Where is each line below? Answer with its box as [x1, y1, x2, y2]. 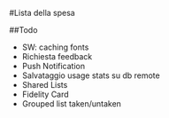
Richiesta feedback [21, 51, 93, 61]
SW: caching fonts [21, 42, 89, 52]
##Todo [9, 25, 38, 35]
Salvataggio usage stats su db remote [21, 70, 161, 81]
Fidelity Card [21, 89, 69, 99]
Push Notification [21, 61, 86, 71]
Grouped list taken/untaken [21, 98, 122, 109]
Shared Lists [21, 80, 68, 90]
